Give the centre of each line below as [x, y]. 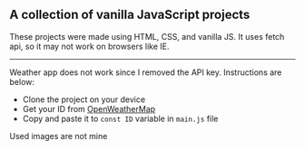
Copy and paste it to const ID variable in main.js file [120, 118]
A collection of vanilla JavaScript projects [130, 15]
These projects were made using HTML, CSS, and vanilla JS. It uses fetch [147, 36]
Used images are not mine [59, 136]
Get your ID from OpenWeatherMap [89, 108]
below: [22, 81]
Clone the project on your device [84, 99]
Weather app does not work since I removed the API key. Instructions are [146, 72]
